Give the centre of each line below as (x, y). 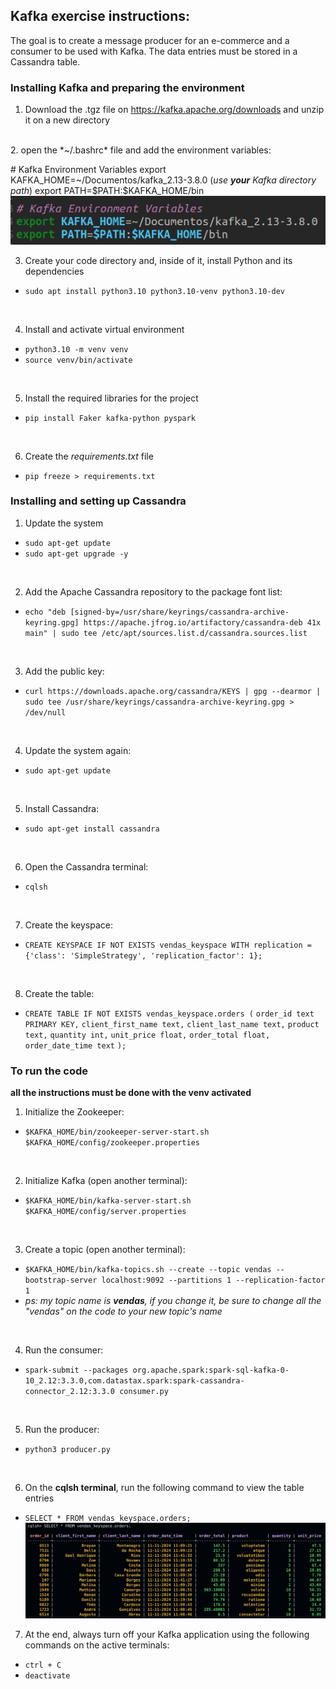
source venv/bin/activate (78, 360)
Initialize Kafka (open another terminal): (106, 1181)
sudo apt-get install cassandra (92, 829)
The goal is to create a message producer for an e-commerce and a (150, 40)
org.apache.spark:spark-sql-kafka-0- (211, 1370)
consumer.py (144, 1392)
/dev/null (45, 712)
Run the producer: (62, 1430)
